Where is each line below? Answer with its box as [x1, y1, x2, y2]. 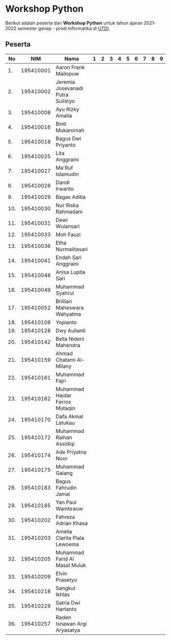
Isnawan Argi [55, 620, 87, 627]
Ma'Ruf [55, 164, 73, 171]
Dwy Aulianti [55, 327, 86, 334]
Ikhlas [55, 591, 70, 598]
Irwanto [55, 185, 74, 192]
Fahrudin [55, 484, 77, 491]
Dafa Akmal [55, 413, 83, 420]
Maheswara [55, 304, 84, 311]
